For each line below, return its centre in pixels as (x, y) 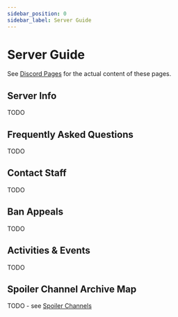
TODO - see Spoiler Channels (50, 306)
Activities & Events (49, 250)
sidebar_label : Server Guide (49, 20)
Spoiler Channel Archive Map (72, 289)
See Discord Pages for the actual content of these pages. (89, 74)
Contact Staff (37, 173)
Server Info (32, 96)
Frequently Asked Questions (71, 134)
